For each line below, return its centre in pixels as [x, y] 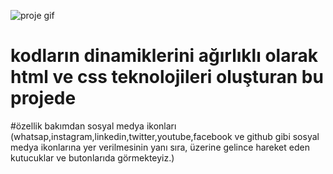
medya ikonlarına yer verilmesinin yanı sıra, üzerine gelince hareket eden [160, 147]
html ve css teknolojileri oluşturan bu [167, 77]
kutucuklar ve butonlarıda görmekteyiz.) [92, 157]
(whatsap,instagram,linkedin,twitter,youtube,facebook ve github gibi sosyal [165, 136]
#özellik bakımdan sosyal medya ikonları [93, 126]
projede [43, 98]
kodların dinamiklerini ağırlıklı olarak [164, 56]
